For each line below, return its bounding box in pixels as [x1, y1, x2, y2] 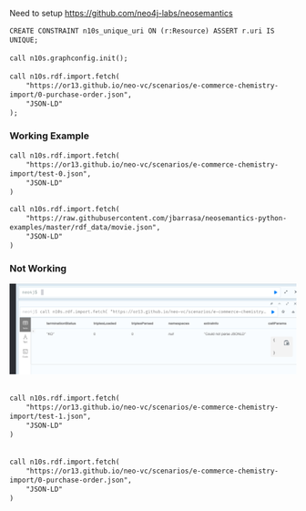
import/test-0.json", [9, 169, 92, 179]
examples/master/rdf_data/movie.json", [9, 223, 161, 232]
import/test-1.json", [9, 412, 92, 421]
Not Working [9, 262, 66, 275]
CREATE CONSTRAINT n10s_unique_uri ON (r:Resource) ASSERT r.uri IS [9, 26, 275, 36]
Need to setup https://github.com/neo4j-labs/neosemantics [9, 8, 234, 18]
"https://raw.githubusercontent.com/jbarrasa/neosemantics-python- [25, 214, 287, 223]
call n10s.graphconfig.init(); [9, 54, 128, 63]
